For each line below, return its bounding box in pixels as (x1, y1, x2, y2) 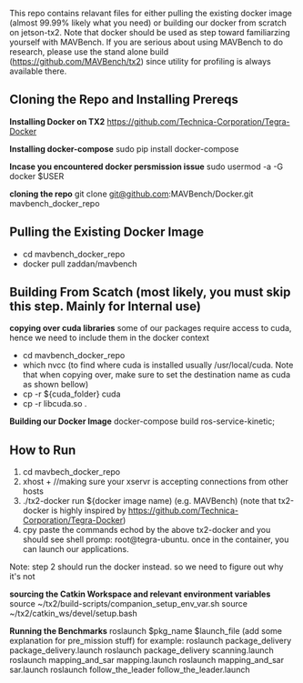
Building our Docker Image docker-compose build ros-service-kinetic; (9, 416, 276, 427)
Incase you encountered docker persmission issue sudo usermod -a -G (9, 161, 284, 172)
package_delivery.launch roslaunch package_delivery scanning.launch (9, 645, 275, 656)
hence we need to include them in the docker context (9, 332, 209, 344)
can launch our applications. (22, 544, 129, 555)
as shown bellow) (22, 379, 89, 390)
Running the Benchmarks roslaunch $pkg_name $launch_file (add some (9, 626, 283, 637)
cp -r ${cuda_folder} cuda (22, 388, 121, 399)
